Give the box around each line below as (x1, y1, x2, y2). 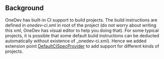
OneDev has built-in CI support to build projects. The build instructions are (5, 17, 158, 23)
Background (5, 4, 44, 12)
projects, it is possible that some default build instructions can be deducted (5, 32, 160, 38)
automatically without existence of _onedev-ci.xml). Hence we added (5, 38, 147, 44)
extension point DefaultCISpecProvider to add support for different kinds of (5, 43, 160, 49)
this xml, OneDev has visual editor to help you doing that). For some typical (5, 27, 159, 33)
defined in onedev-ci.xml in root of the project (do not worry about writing (5, 22, 157, 28)
